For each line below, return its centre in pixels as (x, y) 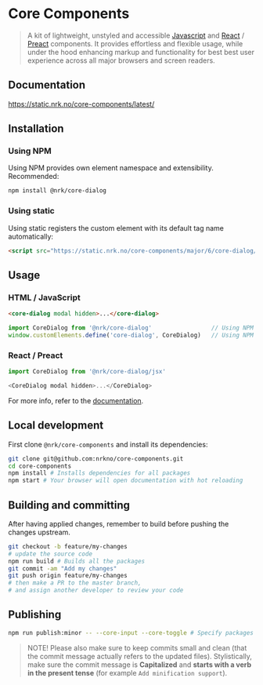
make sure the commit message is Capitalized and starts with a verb (139, 665)
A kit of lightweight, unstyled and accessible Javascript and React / (136, 35)
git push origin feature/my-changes (68, 576)
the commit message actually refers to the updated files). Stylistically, (140, 656)
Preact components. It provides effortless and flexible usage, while (135, 43)
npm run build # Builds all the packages (77, 561)
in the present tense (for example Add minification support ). (127, 672)
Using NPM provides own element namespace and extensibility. (111, 168)
